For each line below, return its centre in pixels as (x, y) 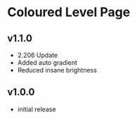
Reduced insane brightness (57, 70)
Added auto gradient (47, 63)
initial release (37, 109)
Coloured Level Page (69, 12)
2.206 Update (38, 55)
